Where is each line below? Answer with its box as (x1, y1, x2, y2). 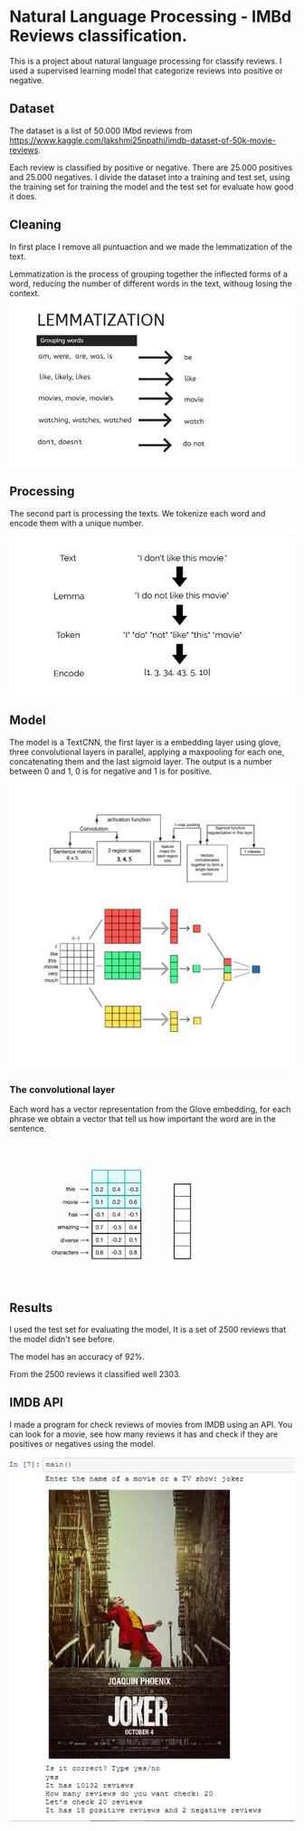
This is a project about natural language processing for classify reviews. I (9, 55, 282, 66)
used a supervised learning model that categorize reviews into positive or (9, 65, 283, 76)
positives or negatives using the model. (9, 1438, 156, 1449)
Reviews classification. (9, 25, 188, 46)
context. (9, 287, 41, 298)
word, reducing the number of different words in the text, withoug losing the (9, 278, 292, 289)
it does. (9, 190, 38, 201)
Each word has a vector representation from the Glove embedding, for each (9, 1103, 291, 1115)
